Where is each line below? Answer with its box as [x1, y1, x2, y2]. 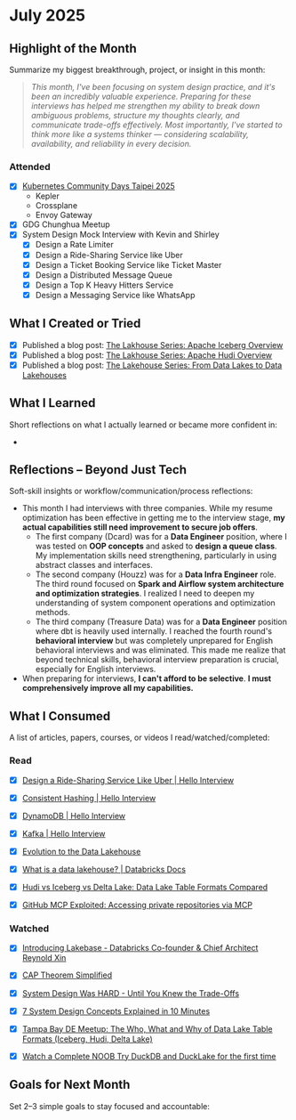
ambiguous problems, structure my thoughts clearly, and [30, 110, 240, 120]
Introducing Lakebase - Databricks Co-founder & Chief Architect [21, 943, 259, 954]
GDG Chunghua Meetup [21, 219, 111, 230]
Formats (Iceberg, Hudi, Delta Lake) [21, 1034, 153, 1044]
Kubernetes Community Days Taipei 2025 [21, 181, 175, 191]
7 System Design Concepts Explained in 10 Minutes [21, 1005, 211, 1016]
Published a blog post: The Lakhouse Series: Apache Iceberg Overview [21, 339, 284, 350]
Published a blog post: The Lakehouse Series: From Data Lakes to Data [21, 360, 283, 370]
